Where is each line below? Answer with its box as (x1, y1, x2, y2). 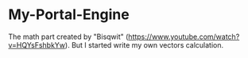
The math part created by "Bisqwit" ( (8, 32, 129, 41)
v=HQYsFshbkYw (8, 40, 66, 49)
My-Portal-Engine (8, 6, 130, 24)
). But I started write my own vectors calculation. (64, 40, 224, 49)
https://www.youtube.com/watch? (128, 32, 240, 41)
